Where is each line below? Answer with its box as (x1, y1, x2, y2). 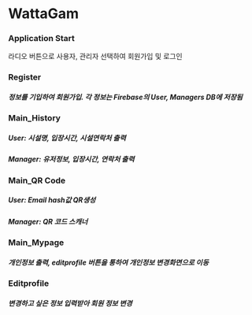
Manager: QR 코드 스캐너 (8, 217, 88, 226)
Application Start (8, 33, 75, 44)
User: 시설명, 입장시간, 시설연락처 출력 (8, 133, 126, 143)
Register (8, 72, 42, 83)
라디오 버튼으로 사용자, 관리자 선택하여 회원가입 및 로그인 (8, 52, 183, 61)
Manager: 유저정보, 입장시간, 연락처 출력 (8, 154, 135, 164)
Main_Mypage (8, 237, 65, 248)
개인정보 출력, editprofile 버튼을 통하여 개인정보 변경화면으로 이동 (8, 258, 209, 267)
